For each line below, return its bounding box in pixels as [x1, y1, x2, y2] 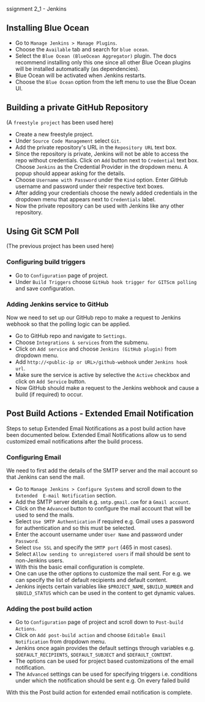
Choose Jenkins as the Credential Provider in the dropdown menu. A [15, 163, 188, 170]
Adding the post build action [6, 605, 92, 613]
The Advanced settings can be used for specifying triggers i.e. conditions [15, 670, 198, 678]
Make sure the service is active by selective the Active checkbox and [15, 372, 190, 379]
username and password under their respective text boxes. [15, 182, 165, 190]
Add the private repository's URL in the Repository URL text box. [15, 143, 177, 151]
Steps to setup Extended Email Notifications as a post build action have [6, 425, 186, 432]
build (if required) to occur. [15, 391, 83, 398]
